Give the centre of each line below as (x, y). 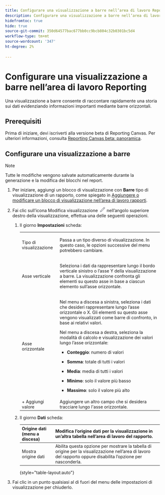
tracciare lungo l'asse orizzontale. (94, 407)
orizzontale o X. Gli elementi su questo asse (104, 312)
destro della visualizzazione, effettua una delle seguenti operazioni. (80, 216)
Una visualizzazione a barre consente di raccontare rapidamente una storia (81, 101)
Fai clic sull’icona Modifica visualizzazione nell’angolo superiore (81, 211)
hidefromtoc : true (24, 21)
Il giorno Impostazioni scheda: (51, 225)
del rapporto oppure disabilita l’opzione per (99, 456)
